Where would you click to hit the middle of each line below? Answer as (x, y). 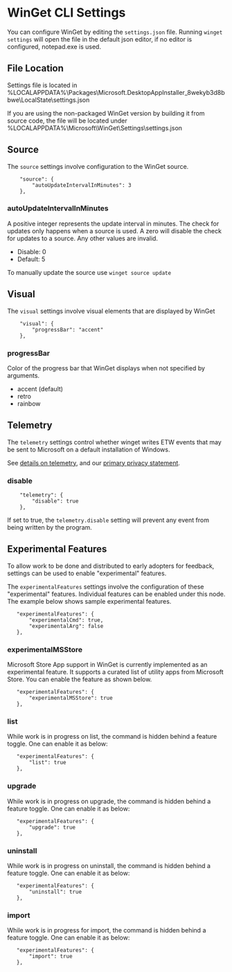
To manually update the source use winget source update (89, 272)
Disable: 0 (32, 251)
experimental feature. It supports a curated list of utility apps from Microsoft (115, 672)
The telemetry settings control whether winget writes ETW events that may (114, 442)
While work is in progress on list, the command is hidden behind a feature (112, 737)
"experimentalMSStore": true (71, 698)
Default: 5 (31, 259)
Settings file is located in (42, 85)
